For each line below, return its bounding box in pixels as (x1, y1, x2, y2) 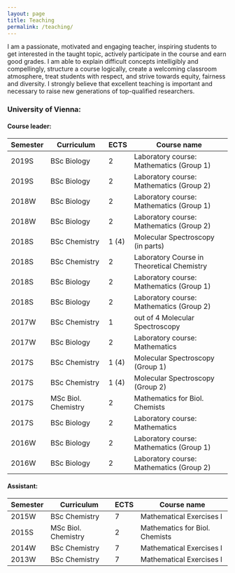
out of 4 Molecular (134, 312, 194, 322)
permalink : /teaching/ (7, 23, 73, 30)
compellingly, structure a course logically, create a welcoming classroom (7, 64, 217, 74)
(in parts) (134, 241, 164, 251)
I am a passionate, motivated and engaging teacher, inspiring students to (7, 43, 217, 51)
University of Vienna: (7, 104, 82, 114)
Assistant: (7, 482, 38, 490)
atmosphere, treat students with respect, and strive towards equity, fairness (7, 72, 226, 81)
